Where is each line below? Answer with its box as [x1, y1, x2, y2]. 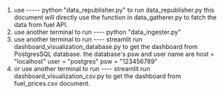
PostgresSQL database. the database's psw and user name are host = [13, 50, 215, 58]
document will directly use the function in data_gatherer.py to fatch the [13, 13, 217, 21]
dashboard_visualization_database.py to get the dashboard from [13, 43, 198, 50]
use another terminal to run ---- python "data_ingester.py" [13, 28, 182, 36]
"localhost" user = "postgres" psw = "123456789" [13, 57, 158, 65]
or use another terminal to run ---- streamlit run [13, 65, 150, 73]
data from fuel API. [13, 21, 68, 28]
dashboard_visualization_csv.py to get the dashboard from [13, 72, 182, 80]
